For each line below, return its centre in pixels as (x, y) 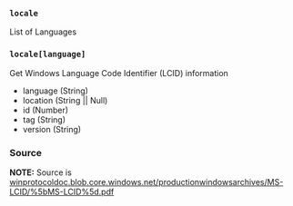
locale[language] (48, 54)
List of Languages (43, 32)
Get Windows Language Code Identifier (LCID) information (119, 73)
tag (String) (44, 119)
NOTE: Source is (41, 172)
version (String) (52, 129)
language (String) (56, 91)
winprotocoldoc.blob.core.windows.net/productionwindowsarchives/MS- (146, 181)
